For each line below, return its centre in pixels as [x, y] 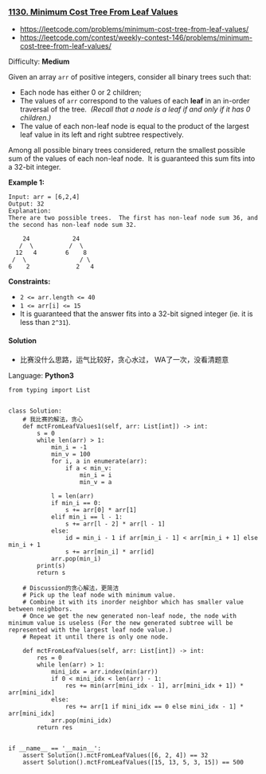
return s [51, 573]
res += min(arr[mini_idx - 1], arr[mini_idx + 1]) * [155, 686]
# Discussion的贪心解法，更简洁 [71, 588]
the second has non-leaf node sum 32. [72, 225]
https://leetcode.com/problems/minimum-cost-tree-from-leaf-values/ [134, 29]
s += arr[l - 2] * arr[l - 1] [115, 524]
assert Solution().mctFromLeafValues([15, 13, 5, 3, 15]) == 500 [133, 762]
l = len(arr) [72, 496]
